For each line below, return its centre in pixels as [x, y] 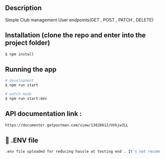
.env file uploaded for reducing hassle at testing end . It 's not [76, 152]
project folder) [28, 43]
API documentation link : [43, 114]
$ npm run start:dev [26, 98]
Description [23, 8]
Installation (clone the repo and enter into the [75, 35]
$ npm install [20, 54]
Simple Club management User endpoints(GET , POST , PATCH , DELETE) [79, 20]
